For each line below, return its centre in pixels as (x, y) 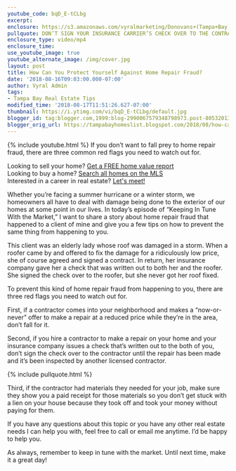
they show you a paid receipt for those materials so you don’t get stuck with (117, 395)
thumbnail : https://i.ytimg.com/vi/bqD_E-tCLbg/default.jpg (97, 112)
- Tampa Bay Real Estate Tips (52, 99)
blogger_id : (25, 118)
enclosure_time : (31, 46)
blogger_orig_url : (34, 125)
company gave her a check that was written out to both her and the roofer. (115, 267)
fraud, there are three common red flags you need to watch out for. (104, 152)
